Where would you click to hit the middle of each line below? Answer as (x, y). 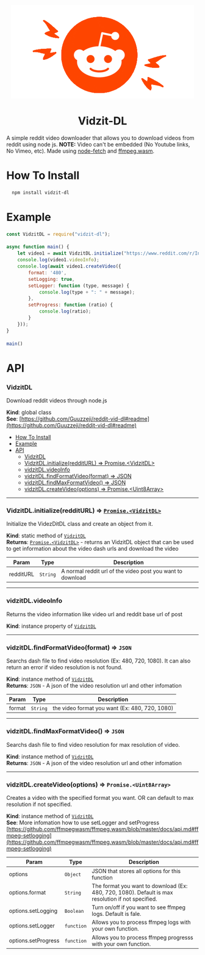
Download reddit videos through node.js (57, 400)
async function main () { (38, 247)
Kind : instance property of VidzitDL (51, 626)
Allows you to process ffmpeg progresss (142, 937)
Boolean (74, 911)
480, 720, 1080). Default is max (132, 892)
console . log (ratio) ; (65, 311)
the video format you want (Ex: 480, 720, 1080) (113, 708)
